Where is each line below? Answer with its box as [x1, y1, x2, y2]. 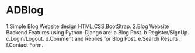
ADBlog [6, 3, 44, 17]
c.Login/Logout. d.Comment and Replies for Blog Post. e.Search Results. [6, 35, 180, 42]
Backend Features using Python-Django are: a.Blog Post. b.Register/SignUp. [6, 29, 190, 36]
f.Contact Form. [6, 41, 44, 48]
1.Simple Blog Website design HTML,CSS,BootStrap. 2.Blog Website [6, 23, 169, 30]
